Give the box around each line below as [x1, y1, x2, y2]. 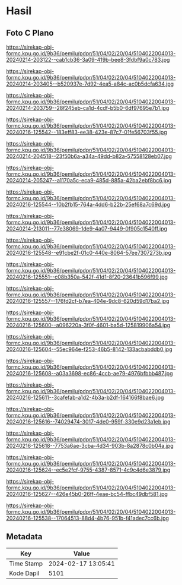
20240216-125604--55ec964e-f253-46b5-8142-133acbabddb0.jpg [6, 346, 173, 353]
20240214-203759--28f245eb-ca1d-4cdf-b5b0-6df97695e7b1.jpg [6, 105, 170, 111]
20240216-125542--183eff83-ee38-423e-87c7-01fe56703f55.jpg [6, 129, 167, 135]
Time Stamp [9, 559, 43, 568]
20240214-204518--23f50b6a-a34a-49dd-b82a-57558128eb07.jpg [6, 153, 172, 160]
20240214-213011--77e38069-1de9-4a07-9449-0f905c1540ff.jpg [6, 225, 168, 232]
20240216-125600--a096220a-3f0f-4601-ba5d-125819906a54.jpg [6, 322, 171, 328]
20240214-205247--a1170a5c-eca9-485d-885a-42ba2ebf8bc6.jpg [6, 177, 172, 184]
